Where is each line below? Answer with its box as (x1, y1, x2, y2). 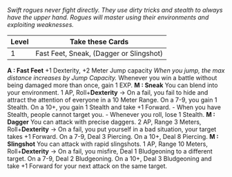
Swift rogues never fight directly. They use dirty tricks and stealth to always (7, 6, 223, 14)
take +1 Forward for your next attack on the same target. (7, 162, 168, 170)
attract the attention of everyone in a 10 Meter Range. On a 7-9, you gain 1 (7, 96, 217, 104)
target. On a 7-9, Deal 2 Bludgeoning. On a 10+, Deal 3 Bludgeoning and (7, 155, 212, 162)
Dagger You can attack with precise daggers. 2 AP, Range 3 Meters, (7, 118, 202, 126)
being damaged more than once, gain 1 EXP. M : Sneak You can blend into (7, 81, 218, 89)
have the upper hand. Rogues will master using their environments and (7, 13, 209, 21)
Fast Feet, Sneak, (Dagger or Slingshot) (35, 48, 164, 58)
